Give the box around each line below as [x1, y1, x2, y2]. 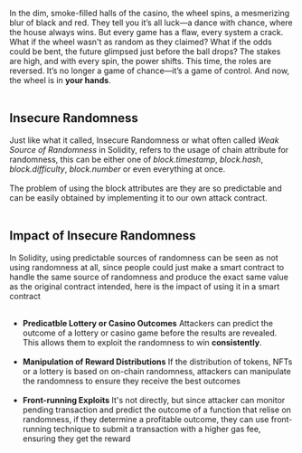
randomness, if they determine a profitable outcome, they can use [22, 413, 269, 424]
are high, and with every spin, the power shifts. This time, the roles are [9, 56, 271, 66]
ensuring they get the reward [22, 433, 131, 444]
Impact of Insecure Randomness [9, 228, 196, 243]
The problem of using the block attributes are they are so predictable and [9, 183, 282, 193]
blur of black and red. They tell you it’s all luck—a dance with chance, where [9, 17, 294, 28]
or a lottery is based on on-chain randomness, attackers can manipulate [22, 365, 291, 376]
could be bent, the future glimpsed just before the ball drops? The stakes [9, 46, 281, 57]
